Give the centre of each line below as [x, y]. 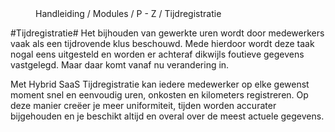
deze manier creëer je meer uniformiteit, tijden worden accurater [143, 105]
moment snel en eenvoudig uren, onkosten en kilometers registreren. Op [159, 95]
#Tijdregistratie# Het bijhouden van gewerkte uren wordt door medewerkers [167, 33]
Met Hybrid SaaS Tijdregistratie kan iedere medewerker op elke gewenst [160, 84]
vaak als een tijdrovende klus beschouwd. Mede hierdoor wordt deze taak [162, 43]
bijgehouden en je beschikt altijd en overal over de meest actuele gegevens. [167, 116]
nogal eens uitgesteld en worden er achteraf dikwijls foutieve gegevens [157, 54]
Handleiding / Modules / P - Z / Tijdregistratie [128, 13]
